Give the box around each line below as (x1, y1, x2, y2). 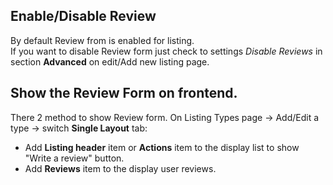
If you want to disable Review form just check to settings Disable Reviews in (10, 45, 323, 57)
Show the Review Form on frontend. (10, 85, 238, 102)
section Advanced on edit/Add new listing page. (10, 55, 210, 68)
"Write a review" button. (24, 152, 125, 164)
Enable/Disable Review (10, 8, 157, 25)
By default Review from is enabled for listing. (10, 34, 195, 46)
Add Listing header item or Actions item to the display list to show (24, 141, 300, 153)
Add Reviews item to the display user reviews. (24, 162, 217, 174)
